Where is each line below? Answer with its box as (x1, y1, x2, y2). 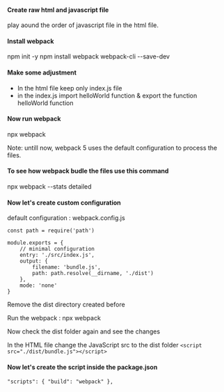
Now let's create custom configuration (7, 198, 122, 207)
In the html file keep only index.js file (17, 84, 122, 92)
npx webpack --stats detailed (7, 182, 92, 191)
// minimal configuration (19, 246, 95, 253)
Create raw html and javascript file (7, 6, 109, 14)
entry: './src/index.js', (19, 251, 95, 259)
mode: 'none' (19, 282, 58, 289)
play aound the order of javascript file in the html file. (7, 21, 159, 29)
